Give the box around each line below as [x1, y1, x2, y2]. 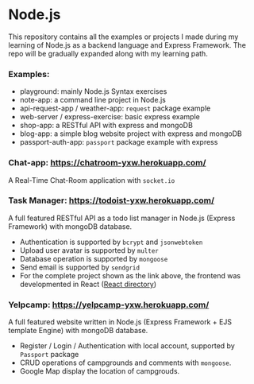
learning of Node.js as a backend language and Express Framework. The [8, 40, 246, 49]
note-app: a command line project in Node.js [19, 95, 167, 105]
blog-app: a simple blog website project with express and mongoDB [19, 129, 242, 138]
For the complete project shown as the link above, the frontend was [19, 270, 241, 280]
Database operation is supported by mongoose [19, 254, 168, 263]
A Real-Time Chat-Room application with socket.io [8, 175, 175, 184]
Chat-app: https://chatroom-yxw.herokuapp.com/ [8, 157, 206, 169]
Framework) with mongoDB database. [8, 221, 133, 231]
